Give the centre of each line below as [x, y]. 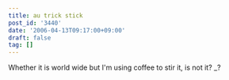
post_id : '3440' [35, 23]
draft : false [30, 38]
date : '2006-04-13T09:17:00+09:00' [67, 30]
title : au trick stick [46, 15]
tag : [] [21, 45]
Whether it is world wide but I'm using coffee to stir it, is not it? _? [114, 67]
